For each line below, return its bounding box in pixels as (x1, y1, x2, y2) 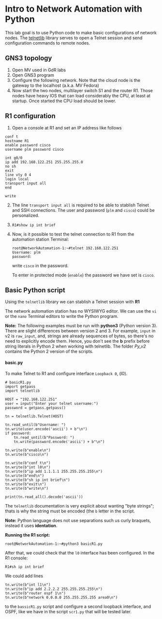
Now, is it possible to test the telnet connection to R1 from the (12, 231, 134, 237)
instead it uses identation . (5, 523, 58, 528)
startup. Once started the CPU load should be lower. (12, 98, 117, 104)
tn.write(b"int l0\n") (5, 464, 51, 470)
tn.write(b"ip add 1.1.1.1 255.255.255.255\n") (5, 469, 103, 474)
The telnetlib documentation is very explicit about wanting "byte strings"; (5, 503, 154, 508)
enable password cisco (5, 143, 51, 147)
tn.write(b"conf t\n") (5, 460, 51, 465)
